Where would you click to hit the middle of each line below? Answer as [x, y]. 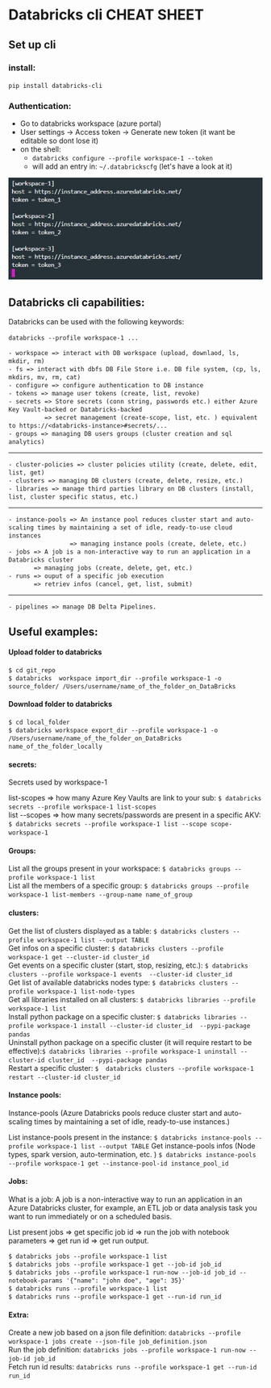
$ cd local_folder [39, 723]
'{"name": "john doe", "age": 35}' [125, 1281]
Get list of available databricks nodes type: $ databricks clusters [118, 982]
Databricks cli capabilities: [77, 302]
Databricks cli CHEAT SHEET [106, 15]
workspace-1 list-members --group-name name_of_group [101, 895]
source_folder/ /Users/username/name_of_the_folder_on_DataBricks [122, 686]
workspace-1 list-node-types [86, 991]
